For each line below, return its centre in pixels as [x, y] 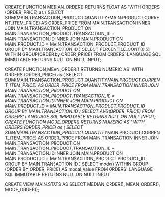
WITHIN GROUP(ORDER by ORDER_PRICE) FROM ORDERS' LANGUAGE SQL [83, 54]
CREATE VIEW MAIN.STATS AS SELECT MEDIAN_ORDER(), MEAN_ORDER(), [82, 184]
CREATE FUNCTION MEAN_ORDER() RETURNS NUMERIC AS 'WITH [74, 69]
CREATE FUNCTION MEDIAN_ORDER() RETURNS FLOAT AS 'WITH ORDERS [82, 7]
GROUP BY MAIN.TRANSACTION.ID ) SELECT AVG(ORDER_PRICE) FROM [80, 111]
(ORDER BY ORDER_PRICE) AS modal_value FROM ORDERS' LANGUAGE [79, 169]
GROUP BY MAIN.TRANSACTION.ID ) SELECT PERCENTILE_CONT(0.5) [78, 49]
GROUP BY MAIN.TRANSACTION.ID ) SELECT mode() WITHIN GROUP [77, 164]
